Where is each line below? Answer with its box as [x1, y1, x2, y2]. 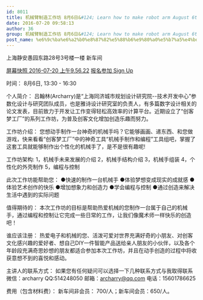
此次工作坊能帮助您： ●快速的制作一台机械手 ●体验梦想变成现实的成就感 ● [6, 176, 195, 183]
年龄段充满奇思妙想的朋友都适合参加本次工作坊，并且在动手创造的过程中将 [6, 247, 192, 254]
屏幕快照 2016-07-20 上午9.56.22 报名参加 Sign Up [6, 67, 134, 74]
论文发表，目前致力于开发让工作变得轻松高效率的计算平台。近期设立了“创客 [6, 108, 195, 114]
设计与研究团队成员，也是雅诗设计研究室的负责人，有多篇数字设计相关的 [16, 100, 197, 107]
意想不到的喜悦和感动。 [11, 254, 70, 261]
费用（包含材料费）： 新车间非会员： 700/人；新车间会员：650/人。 [6, 287, 173, 295]
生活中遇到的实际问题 [6, 191, 59, 198]
